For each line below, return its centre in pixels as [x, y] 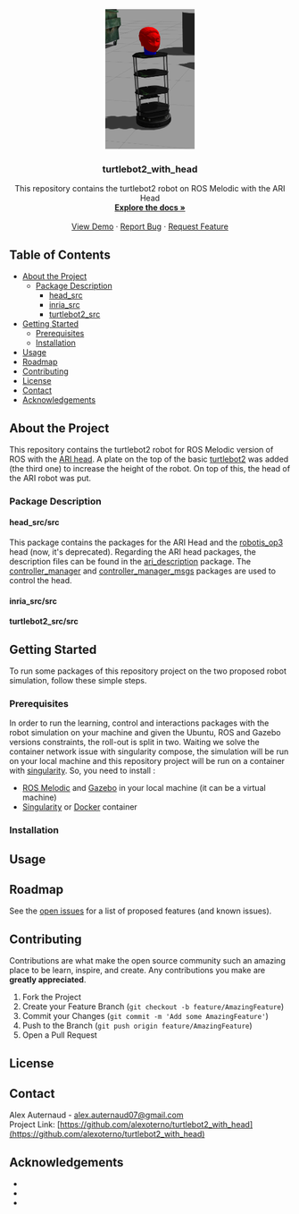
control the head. [41, 581]
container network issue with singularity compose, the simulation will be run [149, 751]
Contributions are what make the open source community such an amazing [147, 961]
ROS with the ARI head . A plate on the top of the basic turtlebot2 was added [149, 459]
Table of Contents [60, 255]
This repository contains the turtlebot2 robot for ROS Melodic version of [141, 449]
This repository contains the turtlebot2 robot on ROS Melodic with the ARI [150, 189]
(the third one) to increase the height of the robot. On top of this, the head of [150, 468]
